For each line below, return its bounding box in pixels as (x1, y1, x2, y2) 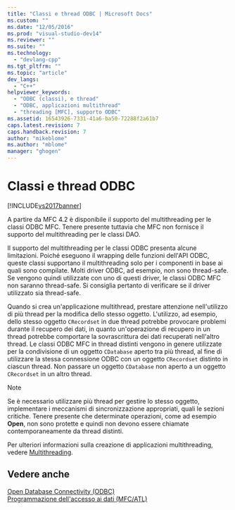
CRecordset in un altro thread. (7, 369, 92, 378)
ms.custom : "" (7, 17, 49, 24)
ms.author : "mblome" (7, 142, 68, 149)
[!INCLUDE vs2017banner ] (7, 201, 82, 210)
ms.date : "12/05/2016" (7, 23, 74, 30)
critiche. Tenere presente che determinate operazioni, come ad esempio (7, 411, 217, 420)
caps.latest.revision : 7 (7, 121, 80, 129)
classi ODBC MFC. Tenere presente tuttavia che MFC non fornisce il (7, 223, 204, 231)
